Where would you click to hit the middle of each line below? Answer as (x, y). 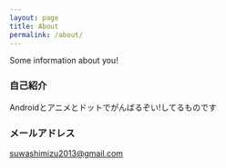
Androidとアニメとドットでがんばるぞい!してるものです (113, 107)
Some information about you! (64, 61)
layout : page (34, 18)
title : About (34, 26)
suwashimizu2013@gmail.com (67, 153)
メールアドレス (42, 133)
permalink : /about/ (46, 35)
